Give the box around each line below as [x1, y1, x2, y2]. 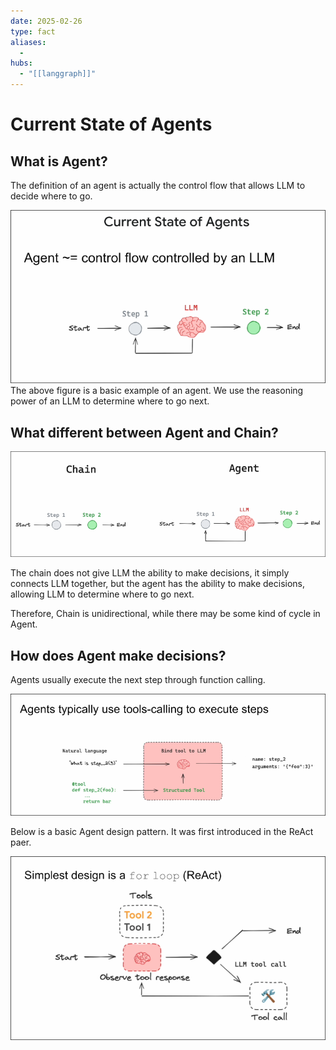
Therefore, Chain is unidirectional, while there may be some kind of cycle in [10, 608, 321, 620]
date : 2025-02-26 [10, 16, 83, 26]
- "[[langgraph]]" [19, 69, 97, 79]
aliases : [10, 37, 47, 47]
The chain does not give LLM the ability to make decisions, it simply [10, 567, 290, 579]
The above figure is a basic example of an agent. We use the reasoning [10, 385, 304, 397]
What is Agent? [10, 153, 108, 170]
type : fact [10, 26, 56, 37]
